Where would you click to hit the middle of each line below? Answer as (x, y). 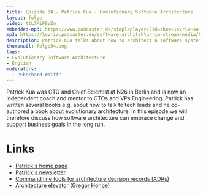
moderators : (21, 69)
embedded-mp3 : (25, 29)
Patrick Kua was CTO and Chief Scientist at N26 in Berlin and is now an (96, 92)
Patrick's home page (41, 166)
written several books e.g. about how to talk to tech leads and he (88, 105)
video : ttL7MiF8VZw (31, 23)
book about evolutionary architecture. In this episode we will (111, 111)
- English (19, 63)
